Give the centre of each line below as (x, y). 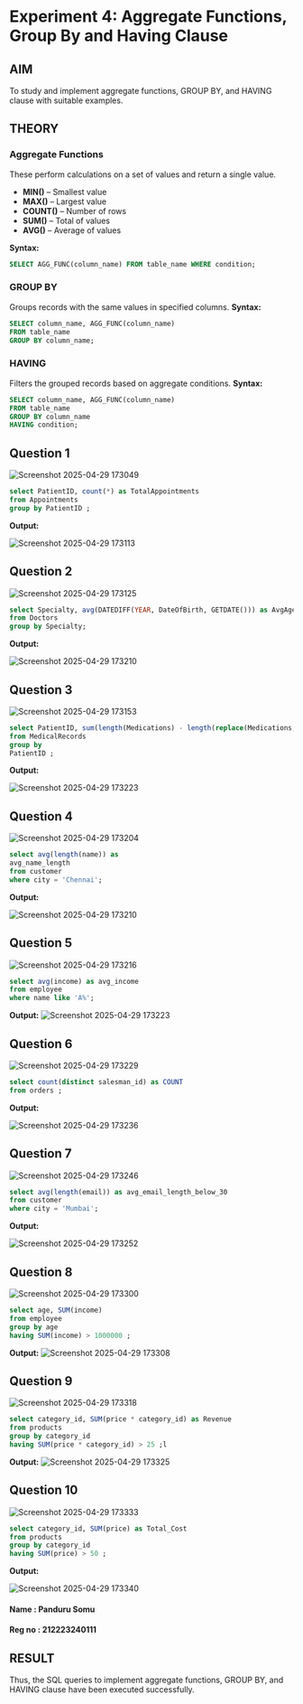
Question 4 (41, 816)
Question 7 (41, 1154)
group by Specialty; (48, 627)
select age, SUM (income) (56, 1311)
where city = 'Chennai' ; (56, 880)
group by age (34, 1327)
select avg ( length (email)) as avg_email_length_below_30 (119, 1192)
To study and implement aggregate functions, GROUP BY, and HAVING (141, 91)
